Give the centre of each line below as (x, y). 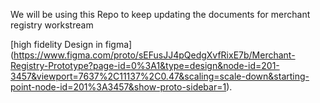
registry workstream (52, 25)
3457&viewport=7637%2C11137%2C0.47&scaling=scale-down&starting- (160, 76)
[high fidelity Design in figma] (71, 44)
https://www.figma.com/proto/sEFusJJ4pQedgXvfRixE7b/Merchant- (154, 55)
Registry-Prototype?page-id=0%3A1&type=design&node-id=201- (145, 65)
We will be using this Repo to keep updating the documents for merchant (160, 14)
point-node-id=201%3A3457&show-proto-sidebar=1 (118, 87)
